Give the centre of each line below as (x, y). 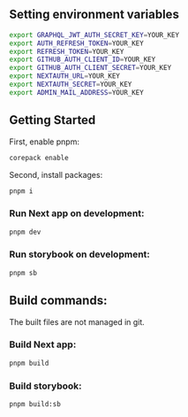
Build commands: (58, 301)
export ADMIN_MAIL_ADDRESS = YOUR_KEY (76, 92)
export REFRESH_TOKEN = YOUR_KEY (67, 51)
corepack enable (39, 158)
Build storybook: (45, 386)
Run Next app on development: (77, 213)
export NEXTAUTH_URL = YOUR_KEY (65, 76)
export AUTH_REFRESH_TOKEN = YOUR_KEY (76, 43)
